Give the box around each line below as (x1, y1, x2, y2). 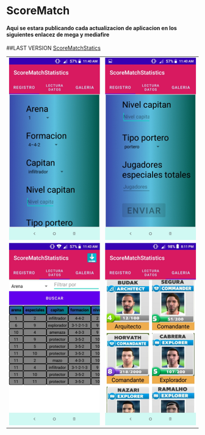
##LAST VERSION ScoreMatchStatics (6, 44, 101, 52)
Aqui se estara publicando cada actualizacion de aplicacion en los (6, 24, 177, 31)
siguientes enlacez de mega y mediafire (6, 31, 110, 38)
